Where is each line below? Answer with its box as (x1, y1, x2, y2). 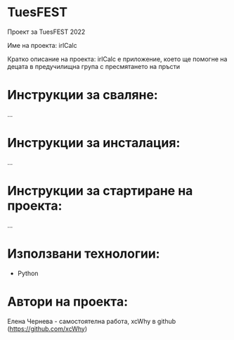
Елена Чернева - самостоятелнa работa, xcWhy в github (7, 317, 176, 325)
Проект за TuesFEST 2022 (7, 27, 86, 36)
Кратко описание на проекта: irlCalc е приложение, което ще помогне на (7, 54, 228, 63)
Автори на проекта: (7, 294, 129, 310)
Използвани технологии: (7, 246, 160, 261)
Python (17, 269, 39, 277)
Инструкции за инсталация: (7, 135, 181, 151)
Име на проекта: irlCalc (7, 41, 77, 49)
